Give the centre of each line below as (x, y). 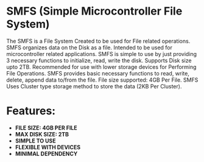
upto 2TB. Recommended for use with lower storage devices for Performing (101, 67)
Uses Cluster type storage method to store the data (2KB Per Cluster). (94, 86)
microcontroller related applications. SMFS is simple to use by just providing (101, 54)
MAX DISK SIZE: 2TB (42, 134)
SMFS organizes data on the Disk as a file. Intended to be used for (89, 48)
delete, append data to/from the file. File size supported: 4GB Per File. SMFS (102, 80)
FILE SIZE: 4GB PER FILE (46, 128)
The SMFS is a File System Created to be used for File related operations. (98, 41)
